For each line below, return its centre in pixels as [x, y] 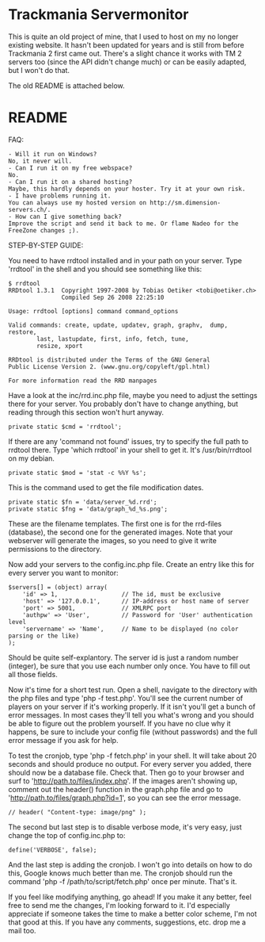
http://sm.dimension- [185, 203]
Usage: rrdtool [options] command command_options [93, 311]
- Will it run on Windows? [53, 154]
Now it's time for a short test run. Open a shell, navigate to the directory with [133, 689]
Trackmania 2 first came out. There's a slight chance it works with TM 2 [125, 53]
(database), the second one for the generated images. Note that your [121, 532]
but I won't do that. [39, 70]
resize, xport [60, 346]
